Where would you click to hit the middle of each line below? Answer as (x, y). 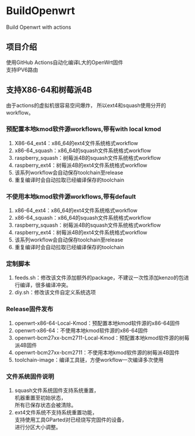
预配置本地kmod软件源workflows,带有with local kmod (84, 129)
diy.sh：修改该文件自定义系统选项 (55, 293)
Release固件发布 (30, 309)
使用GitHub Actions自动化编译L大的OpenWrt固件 (65, 62)
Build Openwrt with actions (39, 27)
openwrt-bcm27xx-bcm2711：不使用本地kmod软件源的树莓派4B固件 (97, 352)
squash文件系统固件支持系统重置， (57, 390)
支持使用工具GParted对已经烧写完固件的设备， (71, 420)
